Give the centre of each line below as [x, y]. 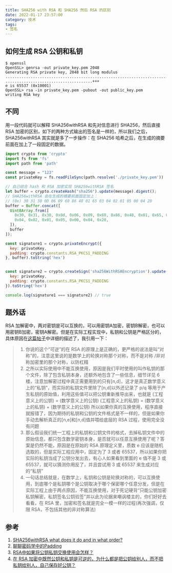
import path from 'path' [32, 163]
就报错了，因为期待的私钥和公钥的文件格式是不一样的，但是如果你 [95, 414]
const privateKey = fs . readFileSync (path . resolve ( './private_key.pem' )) [84, 177]
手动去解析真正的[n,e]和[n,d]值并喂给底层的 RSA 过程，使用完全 [93, 420]
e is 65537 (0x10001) [28, 86]
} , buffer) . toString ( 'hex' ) [35, 258]
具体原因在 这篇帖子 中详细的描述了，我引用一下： [57, 338]
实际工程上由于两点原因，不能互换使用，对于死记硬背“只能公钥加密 [96, 490]
